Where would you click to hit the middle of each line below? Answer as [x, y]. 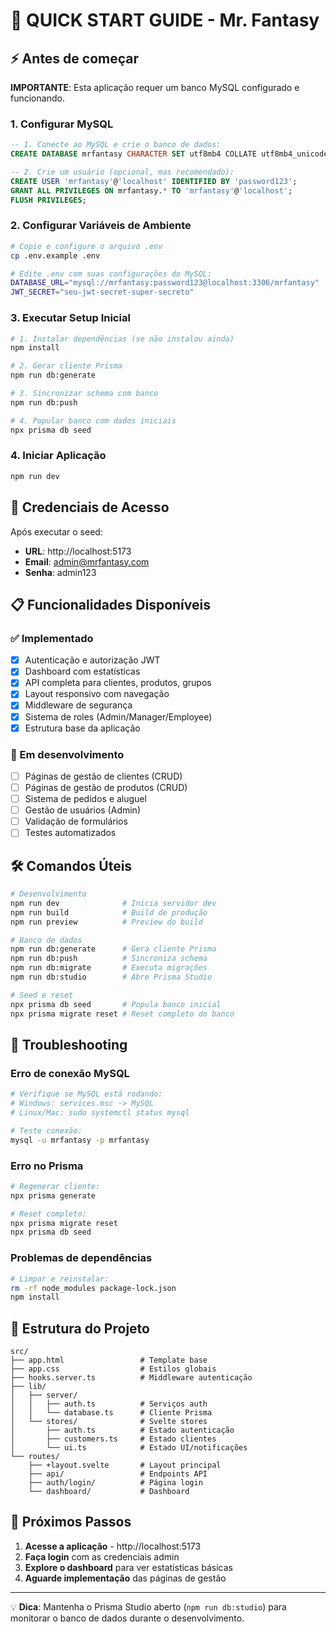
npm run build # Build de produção [109, 912]
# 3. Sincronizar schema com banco [84, 394]
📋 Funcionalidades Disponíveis [110, 604]
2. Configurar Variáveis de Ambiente [101, 226]
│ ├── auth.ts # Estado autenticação [122, 1430]
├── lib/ [28, 1387]
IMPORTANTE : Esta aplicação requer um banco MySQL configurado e [155, 87]
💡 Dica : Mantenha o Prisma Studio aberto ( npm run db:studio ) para [148, 1606]
